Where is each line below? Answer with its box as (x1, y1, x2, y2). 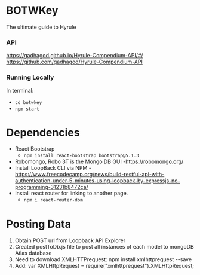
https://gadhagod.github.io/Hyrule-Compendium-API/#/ (6, 52, 143, 59)
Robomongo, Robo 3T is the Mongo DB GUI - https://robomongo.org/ (14, 158, 184, 165)
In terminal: (6, 87, 34, 94)
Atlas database (14, 249, 52, 257)
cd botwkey (14, 99, 42, 105)
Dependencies (6, 126, 80, 139)
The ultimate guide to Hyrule (6, 23, 76, 30)
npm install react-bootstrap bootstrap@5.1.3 (23, 153, 139, 159)
